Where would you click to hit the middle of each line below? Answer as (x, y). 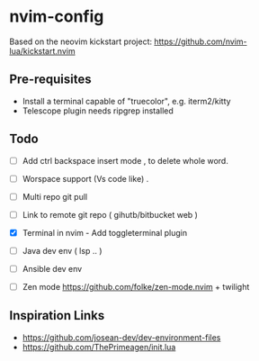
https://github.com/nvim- (201, 41)
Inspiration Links (57, 316)
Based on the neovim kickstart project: (81, 41)
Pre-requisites (50, 80)
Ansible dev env (52, 268)
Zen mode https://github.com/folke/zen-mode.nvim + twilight (136, 287)
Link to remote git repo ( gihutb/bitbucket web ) (110, 214)
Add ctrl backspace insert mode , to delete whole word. (125, 160)
